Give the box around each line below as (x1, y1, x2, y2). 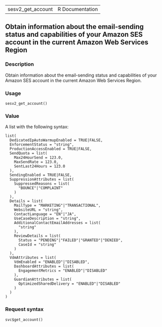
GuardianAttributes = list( (14, 277, 72, 282)
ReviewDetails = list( (14, 234, 61, 239)
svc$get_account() (5, 317, 43, 322)
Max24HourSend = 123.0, (14, 155, 63, 161)
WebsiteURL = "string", (14, 207, 63, 213)
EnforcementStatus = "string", (9, 142, 74, 147)
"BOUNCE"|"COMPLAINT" (18, 186, 63, 191)
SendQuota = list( (9, 151, 48, 156)
